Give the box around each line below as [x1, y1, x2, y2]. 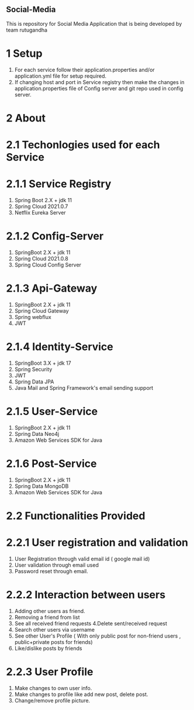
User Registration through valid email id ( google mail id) [14, 555, 150, 562]
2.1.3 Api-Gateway [6, 282, 98, 295]
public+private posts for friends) [14, 638, 93, 645]
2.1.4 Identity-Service [6, 340, 114, 354]
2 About [6, 111, 46, 124]
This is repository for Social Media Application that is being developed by [6, 20, 182, 27]
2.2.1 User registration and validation [6, 536, 189, 549]
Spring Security [14, 365, 53, 373]
